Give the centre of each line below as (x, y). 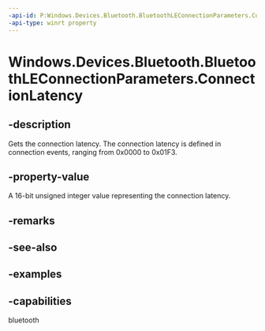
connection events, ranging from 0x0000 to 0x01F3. (93, 152)
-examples (35, 275)
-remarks (32, 221)
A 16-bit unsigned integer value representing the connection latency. (119, 196)
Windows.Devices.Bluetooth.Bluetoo (132, 62)
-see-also (33, 248)
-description (39, 124)
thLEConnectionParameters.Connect (132, 79)
